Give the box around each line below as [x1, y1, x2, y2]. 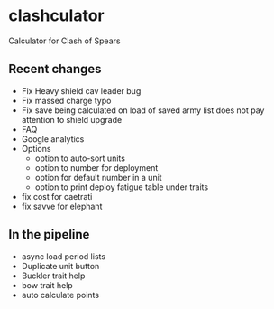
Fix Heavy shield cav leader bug [21, 85, 142, 96]
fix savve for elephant [21, 201, 103, 211]
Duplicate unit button [21, 260, 100, 271]
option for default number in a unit [34, 172, 163, 183]
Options [21, 143, 51, 154]
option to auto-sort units [34, 153, 125, 164]
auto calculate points [21, 289, 100, 300]
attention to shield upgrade [21, 114, 123, 125]
